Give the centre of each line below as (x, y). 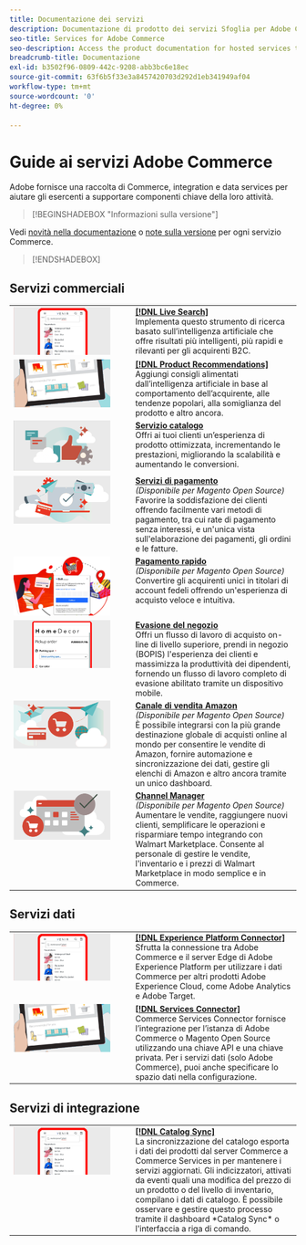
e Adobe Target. (165, 996)
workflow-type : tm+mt (51, 87)
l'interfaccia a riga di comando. (194, 1229)
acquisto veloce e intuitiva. (185, 600)
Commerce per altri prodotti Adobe (201, 977)
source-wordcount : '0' (52, 96)
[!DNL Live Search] (172, 311)
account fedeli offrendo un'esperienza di (212, 590)
